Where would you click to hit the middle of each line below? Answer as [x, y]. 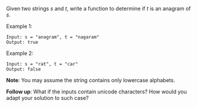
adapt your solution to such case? [47, 98]
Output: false [24, 69]
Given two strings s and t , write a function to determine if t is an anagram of [99, 9]
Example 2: [20, 53]
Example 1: [19, 26]
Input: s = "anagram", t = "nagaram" [53, 37]
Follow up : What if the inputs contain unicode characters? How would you [96, 92]
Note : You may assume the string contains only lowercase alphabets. [91, 80]
